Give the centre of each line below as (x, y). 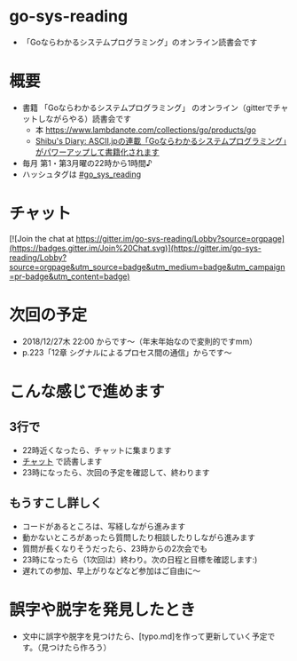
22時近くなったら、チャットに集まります (97, 450)
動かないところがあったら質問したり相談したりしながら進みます (138, 537)
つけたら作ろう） (80, 647)
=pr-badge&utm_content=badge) (70, 276)
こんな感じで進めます (87, 391)
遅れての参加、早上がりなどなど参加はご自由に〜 (111, 570)
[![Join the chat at (42, 238)
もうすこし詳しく (56, 503)
